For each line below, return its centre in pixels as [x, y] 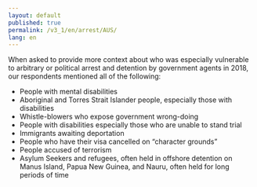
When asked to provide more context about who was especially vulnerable [128, 60]
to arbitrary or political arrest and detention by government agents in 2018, [128, 68]
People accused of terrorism [65, 150]
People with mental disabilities [68, 92]
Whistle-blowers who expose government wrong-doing [109, 117]
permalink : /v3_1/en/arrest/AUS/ [63, 30]
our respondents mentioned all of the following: [85, 76]
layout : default [34, 15]
